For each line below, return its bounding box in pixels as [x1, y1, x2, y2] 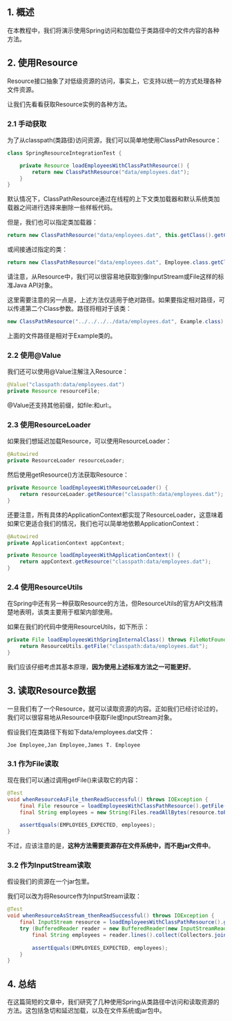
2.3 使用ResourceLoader [7, 420, 91, 430]
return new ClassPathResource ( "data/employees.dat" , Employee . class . [7, 259, 212, 266]
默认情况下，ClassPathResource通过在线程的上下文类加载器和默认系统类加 [7, 195, 220, 203]
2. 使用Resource [7, 57, 78, 69]
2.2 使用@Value [7, 350, 61, 360]
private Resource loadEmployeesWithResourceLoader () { [7, 484, 168, 492]
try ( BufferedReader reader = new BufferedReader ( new [19, 925, 177, 933]
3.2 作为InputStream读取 [7, 861, 91, 870]
